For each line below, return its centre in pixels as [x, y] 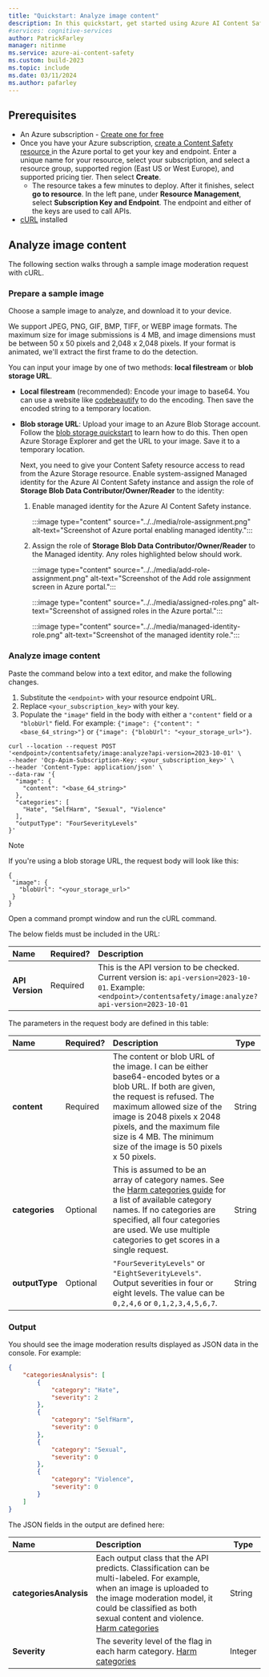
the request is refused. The [163, 1097]
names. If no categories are [164, 1210]
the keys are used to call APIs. [82, 211]
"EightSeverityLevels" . [157, 1273]
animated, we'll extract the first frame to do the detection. [103, 352]
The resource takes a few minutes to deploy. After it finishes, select [143, 186]
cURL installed [44, 220]
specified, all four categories [166, 1219]
